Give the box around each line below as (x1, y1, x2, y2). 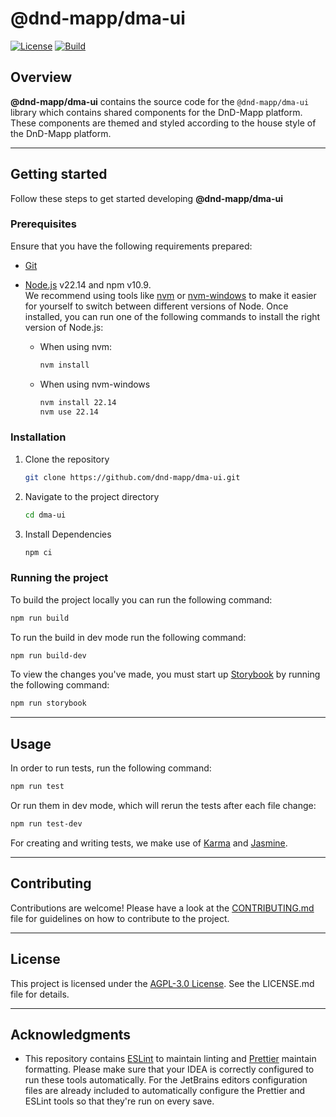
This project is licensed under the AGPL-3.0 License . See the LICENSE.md (10, 977, 315, 989)
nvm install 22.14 (39, 397, 117, 407)
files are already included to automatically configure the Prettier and (24, 1085, 306, 1097)
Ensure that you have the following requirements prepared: (10, 240, 253, 252)
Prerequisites (10, 217, 77, 231)
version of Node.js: (24, 321, 104, 333)
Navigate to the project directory (24, 490, 160, 502)
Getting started (10, 166, 108, 183)
